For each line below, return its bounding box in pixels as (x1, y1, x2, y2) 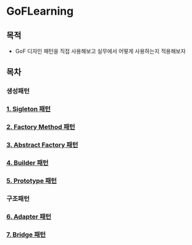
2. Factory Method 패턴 (6, 123, 75, 131)
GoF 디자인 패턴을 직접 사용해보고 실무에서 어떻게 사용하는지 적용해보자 (15, 48, 186, 54)
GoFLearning (6, 4, 74, 18)
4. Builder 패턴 (6, 159, 49, 167)
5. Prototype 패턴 (6, 176, 57, 185)
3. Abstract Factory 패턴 (6, 141, 78, 149)
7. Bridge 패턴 (6, 230, 46, 239)
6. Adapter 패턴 (6, 212, 52, 221)
